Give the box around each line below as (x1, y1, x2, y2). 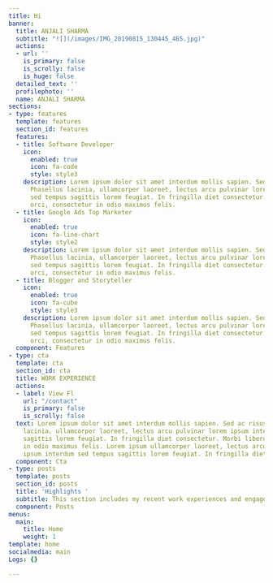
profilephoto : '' (15, 87, 75, 96)
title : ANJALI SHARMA (15, 27, 89, 35)
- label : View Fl (15, 389, 75, 398)
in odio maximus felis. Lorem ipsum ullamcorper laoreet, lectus (23, 442, 249, 451)
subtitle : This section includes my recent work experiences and (15, 494, 242, 503)
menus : (8, 510, 31, 518)
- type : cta (8, 352, 49, 360)
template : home (8, 541, 60, 549)
